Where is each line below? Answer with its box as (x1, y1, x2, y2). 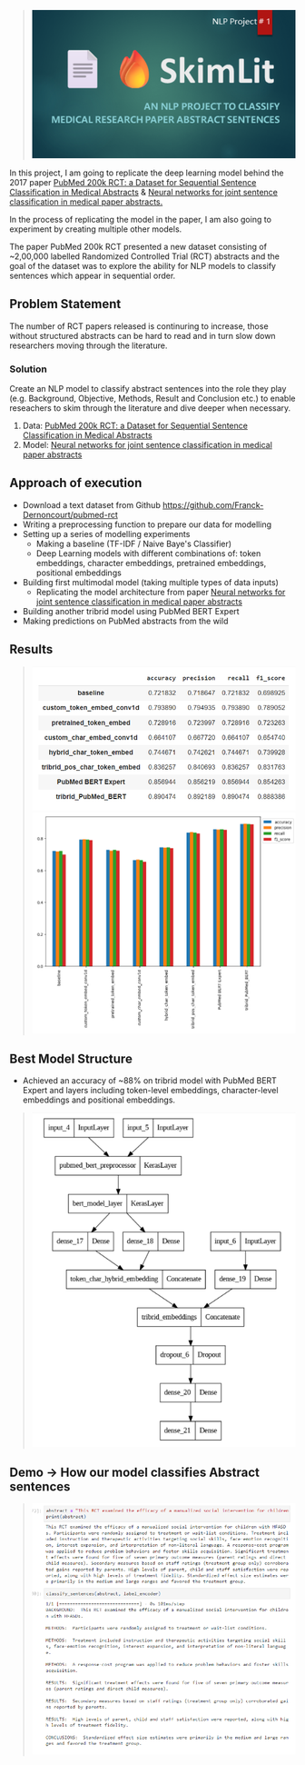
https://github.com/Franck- (162, 499, 264, 510)
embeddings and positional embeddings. (22, 1094, 175, 1105)
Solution (9, 363, 48, 375)
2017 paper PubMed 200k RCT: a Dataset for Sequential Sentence (9, 176, 257, 187)
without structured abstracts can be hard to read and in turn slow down (9, 330, 276, 341)
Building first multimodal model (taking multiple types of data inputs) (22, 576, 280, 587)
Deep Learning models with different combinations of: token (35, 547, 261, 559)
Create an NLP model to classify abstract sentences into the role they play (9, 383, 287, 394)
